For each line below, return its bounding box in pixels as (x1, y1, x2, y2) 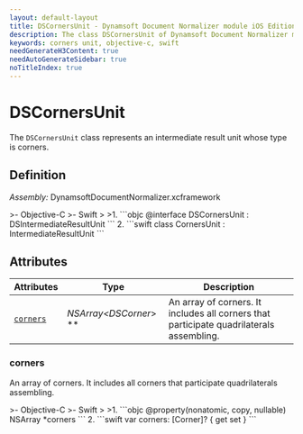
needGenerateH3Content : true (9, 47, 119, 56)
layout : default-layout (9, 13, 99, 23)
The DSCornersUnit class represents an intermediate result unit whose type (9, 131, 288, 142)
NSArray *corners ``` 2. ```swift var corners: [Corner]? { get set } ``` (9, 413, 257, 424)
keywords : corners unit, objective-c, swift (9, 38, 179, 48)
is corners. (9, 141, 50, 152)
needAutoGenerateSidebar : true (9, 55, 127, 64)
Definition (9, 167, 66, 183)
